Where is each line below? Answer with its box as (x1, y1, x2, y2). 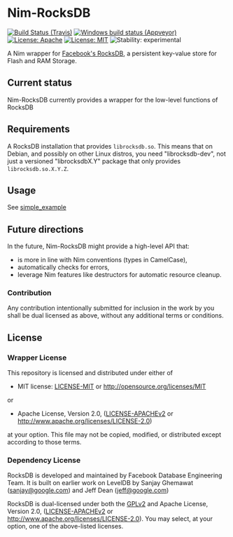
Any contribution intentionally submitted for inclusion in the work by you (7, 304, 215, 313)
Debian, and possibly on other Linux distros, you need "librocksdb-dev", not (7, 149, 226, 158)
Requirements (7, 123, 70, 135)
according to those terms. (7, 438, 82, 447)
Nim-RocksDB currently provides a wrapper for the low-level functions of (7, 95, 218, 104)
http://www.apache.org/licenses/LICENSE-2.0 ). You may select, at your (7, 515, 213, 523)
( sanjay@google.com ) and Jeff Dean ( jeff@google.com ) (7, 486, 169, 495)
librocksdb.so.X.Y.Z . (7, 164, 69, 172)
